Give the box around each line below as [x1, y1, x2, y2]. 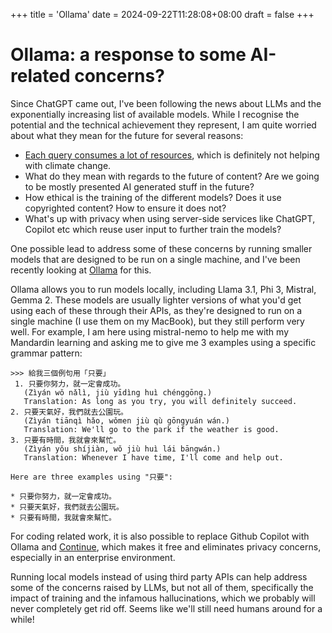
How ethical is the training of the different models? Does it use [24, 191, 282, 203]
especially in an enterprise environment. [10, 551, 176, 563]
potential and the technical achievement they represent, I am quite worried [10, 119, 317, 131]
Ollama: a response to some [10, 44, 247, 66]
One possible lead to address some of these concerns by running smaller [10, 242, 313, 254]
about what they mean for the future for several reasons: [10, 129, 244, 141]
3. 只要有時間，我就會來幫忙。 [10, 435, 122, 445]
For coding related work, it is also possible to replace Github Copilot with [10, 530, 310, 542]
